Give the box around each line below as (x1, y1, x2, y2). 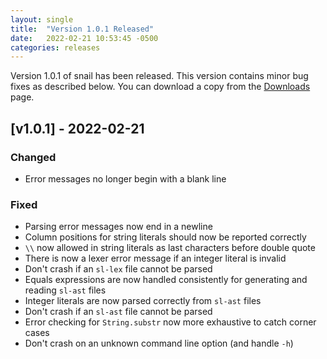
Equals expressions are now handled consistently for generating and (24, 274, 308, 286)
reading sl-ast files (24, 284, 107, 296)
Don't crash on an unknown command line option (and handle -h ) (24, 337, 294, 350)
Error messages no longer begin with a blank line (24, 172, 227, 185)
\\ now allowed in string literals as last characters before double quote (24, 242, 316, 254)
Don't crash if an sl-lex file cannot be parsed (24, 263, 213, 275)
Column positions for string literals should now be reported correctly (24, 231, 307, 243)
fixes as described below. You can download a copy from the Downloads (10, 81, 311, 93)
